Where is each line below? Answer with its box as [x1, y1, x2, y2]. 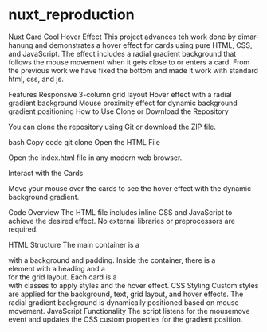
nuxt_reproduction [8, 6, 135, 24]
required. [8, 225, 38, 234]
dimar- [238, 32, 260, 41]
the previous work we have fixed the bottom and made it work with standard [8, 65, 259, 75]
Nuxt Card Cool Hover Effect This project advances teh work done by [8, 32, 237, 41]
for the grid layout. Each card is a [8, 272, 117, 282]
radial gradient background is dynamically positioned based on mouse [8, 297, 239, 307]
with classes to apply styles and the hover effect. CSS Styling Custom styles [8, 280, 259, 290]
